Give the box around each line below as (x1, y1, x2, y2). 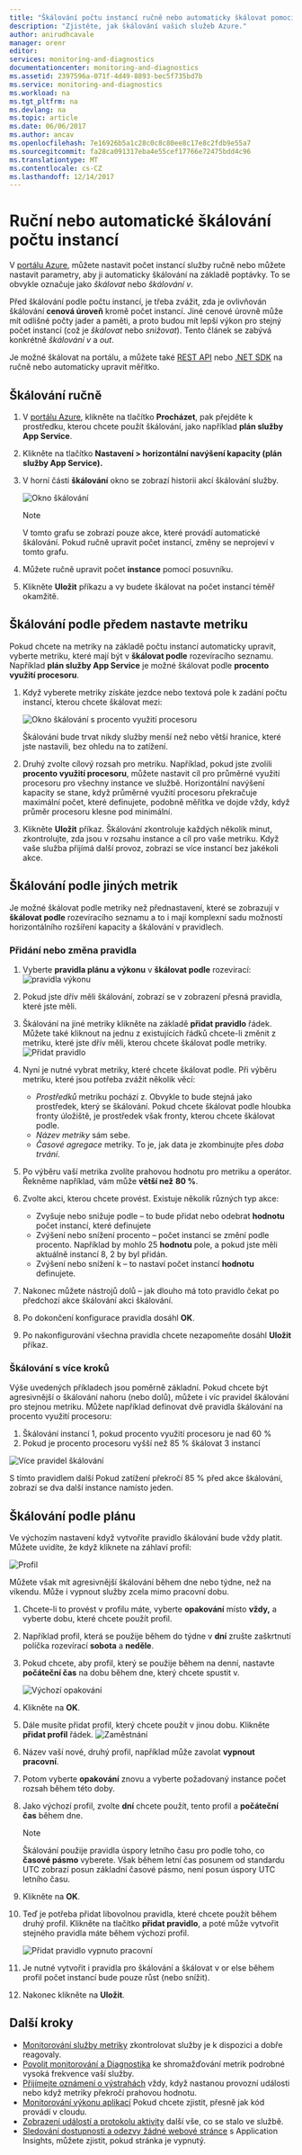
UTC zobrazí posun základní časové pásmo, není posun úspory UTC (22, 1864, 276, 1875)
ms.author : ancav (9, 130, 75, 139)
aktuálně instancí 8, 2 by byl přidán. (35, 1248, 168, 1260)
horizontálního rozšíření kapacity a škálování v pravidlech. (9, 921, 225, 932)
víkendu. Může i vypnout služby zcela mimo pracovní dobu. (9, 1586, 229, 1597)
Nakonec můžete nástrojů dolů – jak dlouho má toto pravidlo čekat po (22, 1285, 280, 1296)
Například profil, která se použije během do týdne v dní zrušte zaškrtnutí (22, 1630, 291, 1642)
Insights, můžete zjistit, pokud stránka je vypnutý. (22, 2134, 207, 2146)
